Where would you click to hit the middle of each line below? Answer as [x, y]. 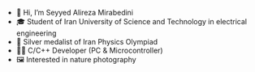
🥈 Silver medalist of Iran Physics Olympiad [87, 42]
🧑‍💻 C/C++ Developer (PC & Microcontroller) [90, 50]
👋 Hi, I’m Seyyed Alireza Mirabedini [75, 13]
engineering [36, 33]
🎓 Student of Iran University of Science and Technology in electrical [132, 21]
